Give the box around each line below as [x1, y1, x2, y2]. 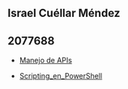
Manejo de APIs [19, 56, 72, 66]
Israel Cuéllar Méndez [7, 6, 121, 20]
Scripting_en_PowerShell [19, 71, 103, 81]
